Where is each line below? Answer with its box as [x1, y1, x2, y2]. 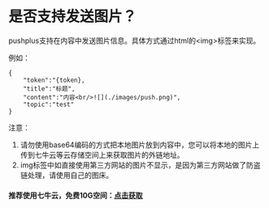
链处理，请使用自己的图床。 [20, 170, 114, 180]
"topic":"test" [23, 100, 75, 108]
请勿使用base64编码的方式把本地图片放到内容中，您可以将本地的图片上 [20, 139, 260, 150]
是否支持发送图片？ [8, 7, 137, 26]
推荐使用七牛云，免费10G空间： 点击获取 [8, 190, 143, 200]
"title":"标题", [23, 84, 76, 93]
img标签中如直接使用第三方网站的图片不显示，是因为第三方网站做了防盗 [20, 159, 262, 170]
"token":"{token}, [23, 76, 85, 84]
